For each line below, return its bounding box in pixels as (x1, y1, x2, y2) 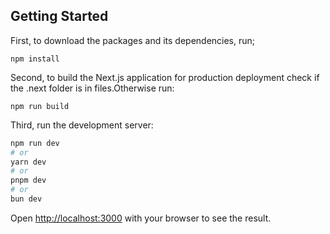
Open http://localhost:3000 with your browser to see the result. (10, 212, 272, 224)
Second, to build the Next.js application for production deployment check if (10, 71, 320, 83)
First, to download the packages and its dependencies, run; (10, 34, 256, 46)
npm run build (10, 101, 70, 111)
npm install (10, 54, 60, 64)
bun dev (10, 194, 43, 204)
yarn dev (10, 157, 47, 167)
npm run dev (10, 138, 60, 148)
